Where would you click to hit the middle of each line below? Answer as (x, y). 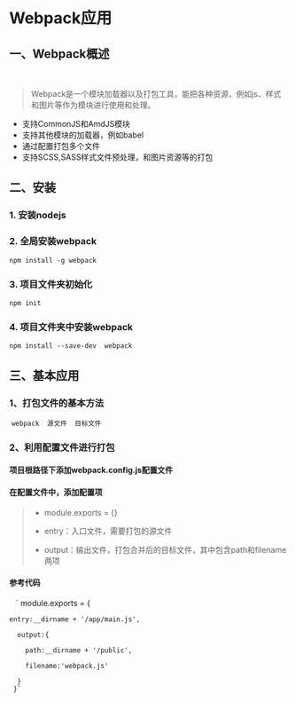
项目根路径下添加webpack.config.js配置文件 (91, 470)
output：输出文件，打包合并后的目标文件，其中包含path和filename (165, 549)
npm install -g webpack (53, 260)
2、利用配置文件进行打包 (62, 447)
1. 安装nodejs (38, 216)
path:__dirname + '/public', (79, 650)
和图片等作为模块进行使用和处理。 (93, 105)
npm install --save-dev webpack (71, 346)
